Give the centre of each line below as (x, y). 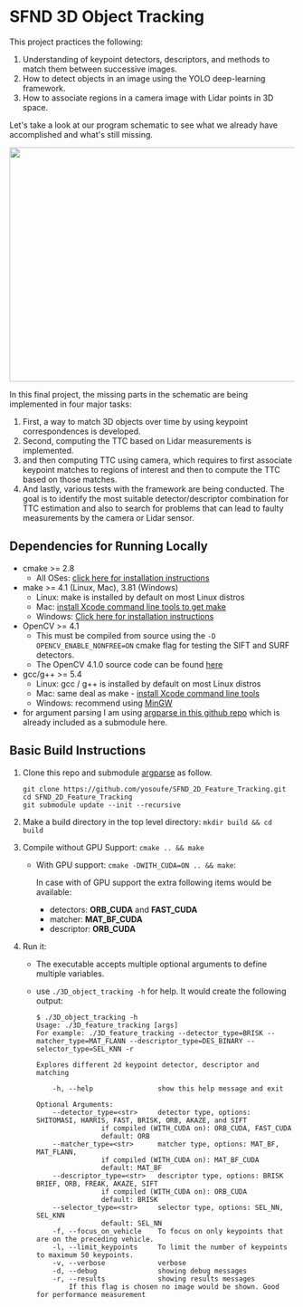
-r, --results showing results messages (154, 1279)
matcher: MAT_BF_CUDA (96, 919)
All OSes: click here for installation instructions (123, 578)
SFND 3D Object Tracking (107, 17)
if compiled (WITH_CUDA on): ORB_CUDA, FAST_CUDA (196, 1128)
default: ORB (126, 1136)
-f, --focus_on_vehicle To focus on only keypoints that (168, 1231)
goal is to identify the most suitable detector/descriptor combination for (156, 498)
